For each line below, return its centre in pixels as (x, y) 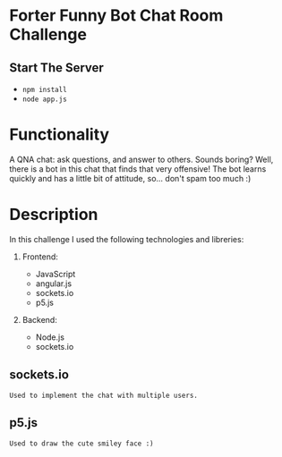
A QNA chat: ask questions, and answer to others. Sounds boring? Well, (141, 159)
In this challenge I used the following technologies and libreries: (127, 239)
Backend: (40, 319)
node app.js (44, 99)
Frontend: (40, 257)
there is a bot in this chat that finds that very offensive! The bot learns (138, 169)
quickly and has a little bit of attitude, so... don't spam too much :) (130, 178)
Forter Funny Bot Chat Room (116, 16)
